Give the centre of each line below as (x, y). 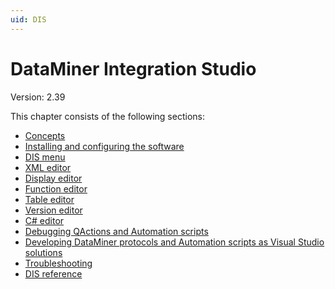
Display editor (53, 178)
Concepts (45, 135)
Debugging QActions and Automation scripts (116, 231)
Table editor (49, 199)
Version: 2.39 (38, 97)
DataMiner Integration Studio (133, 68)
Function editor (56, 188)
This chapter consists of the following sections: (107, 116)
